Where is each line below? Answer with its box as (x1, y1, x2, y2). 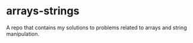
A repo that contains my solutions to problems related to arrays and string (6, 24, 187, 31)
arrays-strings (6, 4, 80, 18)
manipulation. (6, 30, 40, 37)
